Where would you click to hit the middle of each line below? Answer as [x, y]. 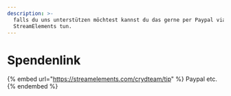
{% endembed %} [33, 86]
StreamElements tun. [43, 26]
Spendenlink [44, 60]
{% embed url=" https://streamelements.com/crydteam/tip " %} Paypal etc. [112, 79]
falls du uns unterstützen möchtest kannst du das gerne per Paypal [113, 20]
